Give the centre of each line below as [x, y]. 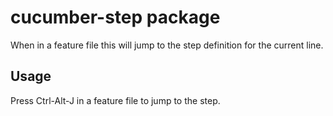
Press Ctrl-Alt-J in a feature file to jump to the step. [115, 100]
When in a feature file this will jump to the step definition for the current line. [167, 45]
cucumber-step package [115, 17]
